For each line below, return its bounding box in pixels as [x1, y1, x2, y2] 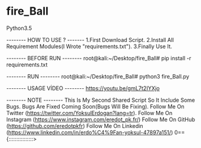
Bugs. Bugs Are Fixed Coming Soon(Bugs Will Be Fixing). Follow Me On [6, 102, 185, 110]
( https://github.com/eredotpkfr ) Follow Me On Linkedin [6, 122, 144, 129]
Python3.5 [6, 24, 32, 32]
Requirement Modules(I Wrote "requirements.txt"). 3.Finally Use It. [6, 43, 172, 50]
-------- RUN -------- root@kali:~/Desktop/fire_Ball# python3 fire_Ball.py [6, 72, 189, 80]
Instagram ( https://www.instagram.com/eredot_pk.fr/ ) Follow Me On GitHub [6, 116, 196, 123]
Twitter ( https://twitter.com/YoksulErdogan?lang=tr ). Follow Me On [6, 109, 173, 116]
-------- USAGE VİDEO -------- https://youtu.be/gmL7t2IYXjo [6, 84, 160, 92]
